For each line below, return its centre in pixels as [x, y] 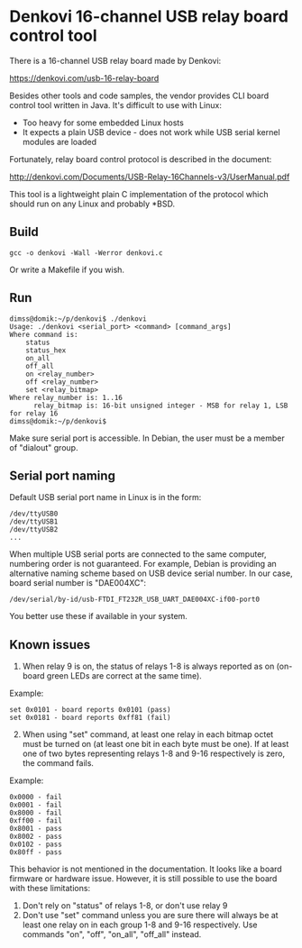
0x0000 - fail [36, 798]
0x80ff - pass [36, 852]
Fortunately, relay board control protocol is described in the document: [141, 159]
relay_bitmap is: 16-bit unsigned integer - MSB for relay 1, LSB [160, 406]
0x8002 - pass [36, 837]
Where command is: [44, 334]
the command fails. [58, 763]
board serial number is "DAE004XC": [78, 583]
